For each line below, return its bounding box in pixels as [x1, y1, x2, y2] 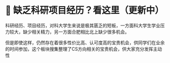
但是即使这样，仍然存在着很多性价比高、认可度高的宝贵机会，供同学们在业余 [5, 39, 165, 46]
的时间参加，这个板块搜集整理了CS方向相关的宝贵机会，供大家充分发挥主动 [5, 46, 162, 52]
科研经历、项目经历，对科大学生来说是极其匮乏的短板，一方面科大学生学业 [5, 22, 160, 28]
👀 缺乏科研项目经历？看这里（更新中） [5, 5, 164, 16]
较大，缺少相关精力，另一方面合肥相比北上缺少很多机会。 [9, 28, 130, 35]
